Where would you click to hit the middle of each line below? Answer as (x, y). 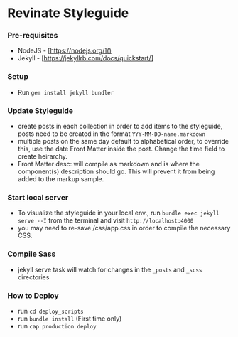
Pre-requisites (33, 36)
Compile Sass (32, 254)
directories (33, 277)
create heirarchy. (42, 156)
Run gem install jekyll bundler (66, 92)
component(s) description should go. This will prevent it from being (116, 171)
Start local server (38, 197)
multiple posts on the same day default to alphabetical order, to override (123, 141)
